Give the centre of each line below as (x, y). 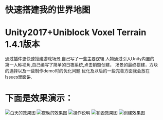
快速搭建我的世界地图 (48, 10)
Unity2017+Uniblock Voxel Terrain (76, 33)
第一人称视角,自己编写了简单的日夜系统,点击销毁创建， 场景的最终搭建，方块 (81, 65)
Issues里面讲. (19, 77)
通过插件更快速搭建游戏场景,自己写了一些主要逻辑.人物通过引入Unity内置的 (80, 59)
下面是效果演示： (39, 98)
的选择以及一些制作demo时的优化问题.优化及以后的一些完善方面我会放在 (77, 71)
